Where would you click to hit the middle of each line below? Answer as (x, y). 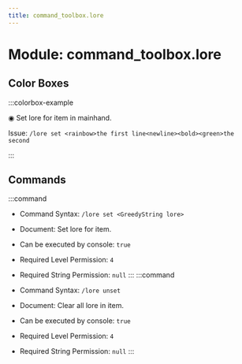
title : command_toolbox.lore (56, 15)
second (19, 140)
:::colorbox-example (41, 102)
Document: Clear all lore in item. (72, 306)
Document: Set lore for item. (65, 229)
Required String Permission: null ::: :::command (97, 275)
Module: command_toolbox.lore (115, 54)
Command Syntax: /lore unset (70, 290)
